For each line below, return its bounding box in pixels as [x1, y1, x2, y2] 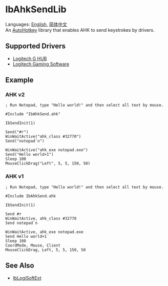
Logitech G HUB [12, 55, 47, 62]
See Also [5, 261, 34, 270]
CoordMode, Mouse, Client [5, 242, 60, 248]
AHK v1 [5, 173, 24, 180]
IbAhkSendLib [5, 4, 67, 15]
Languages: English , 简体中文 [5, 21, 68, 27]
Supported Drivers [5, 42, 66, 51]
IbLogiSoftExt [12, 275, 41, 281]
